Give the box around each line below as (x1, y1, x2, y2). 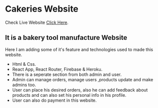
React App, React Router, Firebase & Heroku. (12, 66, 103, 72)
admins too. (12, 82, 36, 88)
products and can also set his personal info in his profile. (12, 92, 127, 98)
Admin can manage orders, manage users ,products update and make (12, 76, 153, 82)
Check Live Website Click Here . (5, 19, 68, 25)
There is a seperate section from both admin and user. (12, 72, 122, 77)
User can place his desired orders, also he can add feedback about (12, 87, 148, 93)
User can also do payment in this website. (12, 97, 97, 103)
